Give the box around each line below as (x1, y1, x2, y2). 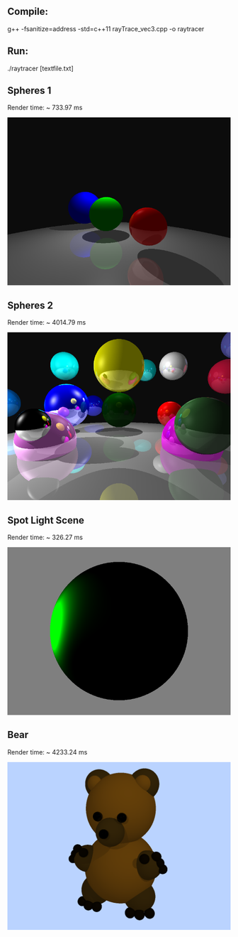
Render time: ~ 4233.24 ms (7, 747, 88, 756)
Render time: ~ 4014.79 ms (7, 318, 86, 327)
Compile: (7, 6, 48, 18)
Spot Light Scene (7, 514, 85, 526)
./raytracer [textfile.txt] (7, 64, 74, 72)
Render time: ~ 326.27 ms (7, 533, 84, 542)
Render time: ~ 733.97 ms (7, 103, 83, 112)
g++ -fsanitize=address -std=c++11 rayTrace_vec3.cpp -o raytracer (7, 24, 205, 33)
